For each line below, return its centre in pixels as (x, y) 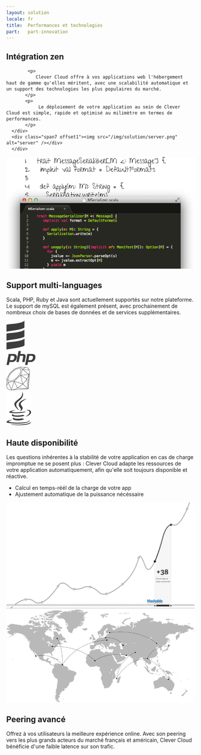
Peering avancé (36, 719)
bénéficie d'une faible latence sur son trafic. (61, 747)
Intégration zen (35, 57)
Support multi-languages (54, 285)
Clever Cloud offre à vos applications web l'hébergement (109, 77)
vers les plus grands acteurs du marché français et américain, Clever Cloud (99, 740)
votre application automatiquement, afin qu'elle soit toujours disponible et (97, 470)
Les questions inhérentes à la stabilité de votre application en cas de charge (100, 457)
